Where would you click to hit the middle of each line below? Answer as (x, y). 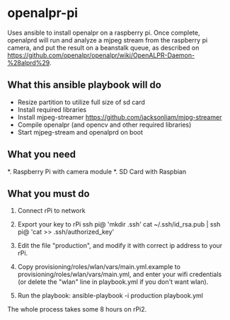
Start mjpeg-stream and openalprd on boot (80, 132)
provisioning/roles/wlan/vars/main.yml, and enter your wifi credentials (120, 275)
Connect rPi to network (52, 211)
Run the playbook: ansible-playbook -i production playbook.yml (110, 296)
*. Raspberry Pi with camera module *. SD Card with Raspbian (97, 171)
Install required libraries (52, 109)
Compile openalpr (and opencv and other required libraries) (104, 125)
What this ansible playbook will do (84, 85)
